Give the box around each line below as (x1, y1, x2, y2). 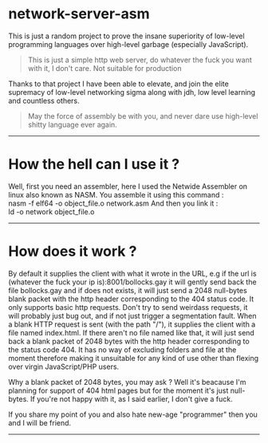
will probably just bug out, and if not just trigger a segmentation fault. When (8, 311, 257, 320)
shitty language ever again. (27, 120, 117, 129)
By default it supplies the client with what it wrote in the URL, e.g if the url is (8, 269, 257, 278)
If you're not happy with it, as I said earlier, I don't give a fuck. (30, 394, 233, 403)
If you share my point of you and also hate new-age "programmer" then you (8, 410, 258, 419)
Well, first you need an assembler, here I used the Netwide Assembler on (8, 181, 248, 191)
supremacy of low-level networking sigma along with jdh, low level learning (8, 87, 256, 96)
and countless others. (8, 96, 80, 105)
